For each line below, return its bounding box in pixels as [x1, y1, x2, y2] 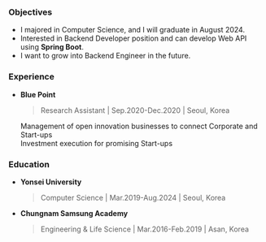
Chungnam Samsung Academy [20, 208, 129, 218]
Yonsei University [20, 177, 82, 187]
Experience [8, 71, 55, 83]
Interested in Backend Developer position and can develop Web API [20, 33, 247, 43]
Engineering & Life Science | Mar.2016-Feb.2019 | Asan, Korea [40, 224, 250, 234]
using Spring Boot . [20, 42, 84, 52]
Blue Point [20, 89, 56, 99]
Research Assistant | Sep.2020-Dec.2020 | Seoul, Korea [40, 105, 230, 115]
